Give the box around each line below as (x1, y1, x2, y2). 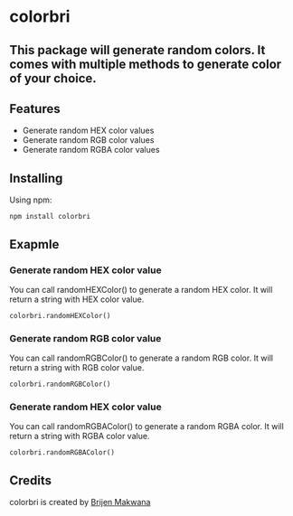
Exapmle (9, 237, 60, 252)
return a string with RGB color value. (9, 362, 145, 373)
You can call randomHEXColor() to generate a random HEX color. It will (9, 284, 273, 295)
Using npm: (9, 194, 52, 205)
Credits (9, 473, 52, 488)
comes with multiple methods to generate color (9, 56, 282, 71)
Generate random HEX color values (22, 125, 155, 136)
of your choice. (9, 70, 97, 86)
